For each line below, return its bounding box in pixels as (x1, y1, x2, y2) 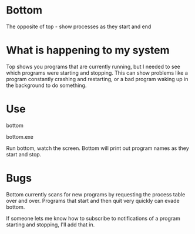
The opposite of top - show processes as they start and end (6, 23, 152, 30)
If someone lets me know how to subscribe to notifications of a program (6, 215, 180, 222)
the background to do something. (6, 82, 87, 89)
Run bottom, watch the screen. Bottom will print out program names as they (6, 145, 189, 152)
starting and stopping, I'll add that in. (6, 221, 95, 228)
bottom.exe (6, 133, 34, 140)
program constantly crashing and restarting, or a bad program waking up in (6, 75, 189, 82)
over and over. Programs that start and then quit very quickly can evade (6, 197, 180, 204)
